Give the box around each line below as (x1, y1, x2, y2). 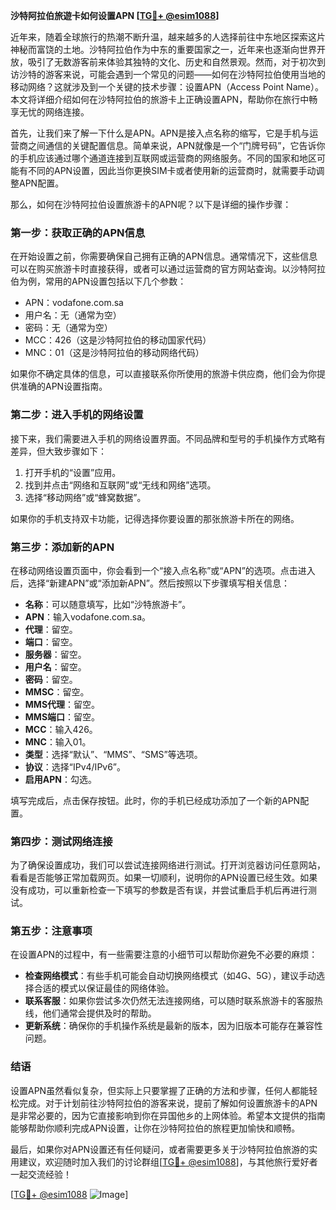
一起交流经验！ (10, 1168, 72, 1180)
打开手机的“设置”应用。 (24, 466, 122, 478)
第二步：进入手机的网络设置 (10, 408, 144, 422)
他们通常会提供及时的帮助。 (42, 1007, 157, 1019)
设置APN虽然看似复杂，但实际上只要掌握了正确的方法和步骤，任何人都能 (10, 1084, 310, 1096)
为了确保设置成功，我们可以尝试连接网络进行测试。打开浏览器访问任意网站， (10, 859, 326, 871)
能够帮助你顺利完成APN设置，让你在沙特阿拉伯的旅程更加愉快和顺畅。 (10, 1122, 301, 1134)
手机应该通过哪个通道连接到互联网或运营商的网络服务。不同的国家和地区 (18, 152, 317, 164)
